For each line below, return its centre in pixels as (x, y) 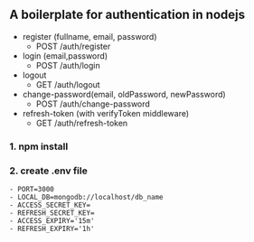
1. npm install (39, 146)
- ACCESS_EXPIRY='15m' (52, 221)
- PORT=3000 (32, 190)
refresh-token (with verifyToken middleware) (106, 113)
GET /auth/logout (68, 84)
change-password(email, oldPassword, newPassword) (124, 94)
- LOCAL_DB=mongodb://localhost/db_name (87, 198)
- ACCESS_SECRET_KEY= (50, 205)
